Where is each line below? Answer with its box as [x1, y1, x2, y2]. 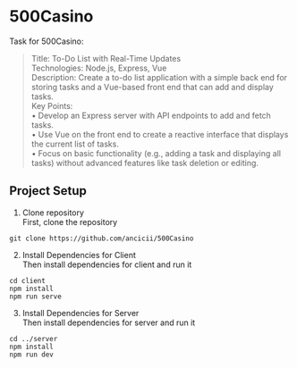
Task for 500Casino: [9, 36, 84, 46]
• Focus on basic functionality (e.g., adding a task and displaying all [30, 147, 282, 158]
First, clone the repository [21, 216, 118, 227]
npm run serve [9, 292, 63, 301]
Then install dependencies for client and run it [21, 259, 192, 270]
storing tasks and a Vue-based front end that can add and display [30, 81, 275, 92]
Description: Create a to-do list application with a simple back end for [30, 71, 288, 82]
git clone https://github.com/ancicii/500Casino [9, 234, 194, 243]
